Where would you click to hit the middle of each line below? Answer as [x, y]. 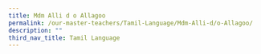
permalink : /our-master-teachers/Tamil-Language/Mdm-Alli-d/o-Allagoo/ [130, 23]
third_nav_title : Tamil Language [64, 38]
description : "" [35, 30]
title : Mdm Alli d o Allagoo [57, 15]
